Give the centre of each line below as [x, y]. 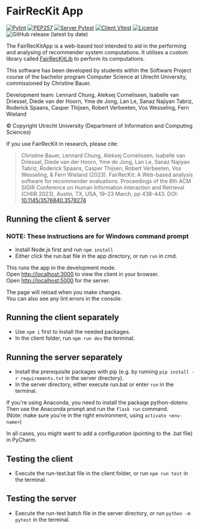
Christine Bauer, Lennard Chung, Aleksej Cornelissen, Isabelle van [103, 155]
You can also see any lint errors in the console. [64, 298]
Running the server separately [64, 357]
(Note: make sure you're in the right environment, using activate [86, 415]
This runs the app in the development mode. [61, 268]
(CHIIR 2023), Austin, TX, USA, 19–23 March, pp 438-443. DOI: [99, 193]
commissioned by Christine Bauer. [49, 83]
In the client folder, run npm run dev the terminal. [75, 338]
